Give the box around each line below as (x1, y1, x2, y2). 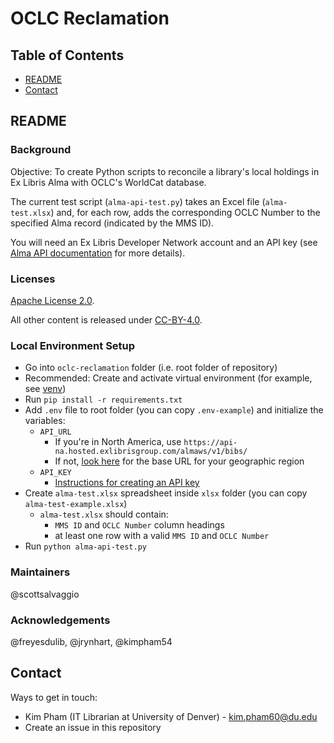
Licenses (10, 272, 56, 286)
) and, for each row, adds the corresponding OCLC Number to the (50, 206, 321, 218)
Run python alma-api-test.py (24, 540, 147, 552)
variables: (24, 415, 66, 427)
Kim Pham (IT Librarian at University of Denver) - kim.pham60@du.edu (24, 710, 318, 722)
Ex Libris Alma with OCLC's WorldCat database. (10, 176, 207, 188)
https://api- (183, 438, 238, 448)
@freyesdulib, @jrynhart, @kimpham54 (10, 635, 173, 647)
